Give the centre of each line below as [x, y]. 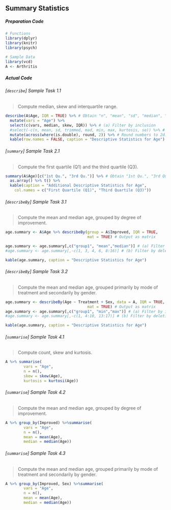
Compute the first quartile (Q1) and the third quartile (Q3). [78, 167]
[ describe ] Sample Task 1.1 [33, 91]
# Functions [18, 34]
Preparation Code [25, 21]
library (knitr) [21, 43]
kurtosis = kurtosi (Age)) [51, 381]
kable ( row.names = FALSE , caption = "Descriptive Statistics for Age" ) [88, 139]
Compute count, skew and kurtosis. [55, 352]
